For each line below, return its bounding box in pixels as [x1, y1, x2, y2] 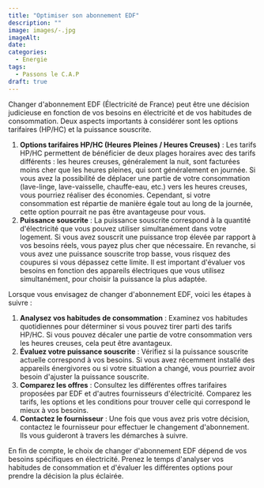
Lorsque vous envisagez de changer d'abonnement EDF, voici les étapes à [8, 289, 251, 298]
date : [8, 41, 26, 49]
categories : [8, 48, 47, 56]
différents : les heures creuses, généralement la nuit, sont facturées [19, 156, 240, 166]
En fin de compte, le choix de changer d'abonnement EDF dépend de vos [8, 445, 247, 455]
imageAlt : [8, 33, 41, 42]
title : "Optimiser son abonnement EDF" [8, 11, 140, 20]
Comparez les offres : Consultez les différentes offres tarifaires [19, 380, 228, 389]
